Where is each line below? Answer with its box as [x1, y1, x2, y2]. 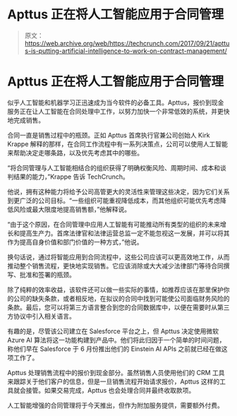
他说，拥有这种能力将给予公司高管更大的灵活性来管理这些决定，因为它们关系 [7, 187, 230, 196]
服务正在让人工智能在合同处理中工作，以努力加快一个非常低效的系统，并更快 [7, 107, 230, 115]
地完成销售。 [7, 116, 44, 124]
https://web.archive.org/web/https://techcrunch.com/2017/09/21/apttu [24, 39, 230, 47]
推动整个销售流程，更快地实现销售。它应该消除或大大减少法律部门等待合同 [7, 261, 224, 270]
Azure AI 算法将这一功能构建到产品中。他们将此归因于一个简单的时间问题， [7, 335, 226, 344]
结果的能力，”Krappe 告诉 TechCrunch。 [13, 172, 129, 181]
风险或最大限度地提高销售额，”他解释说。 [13, 205, 131, 213]
